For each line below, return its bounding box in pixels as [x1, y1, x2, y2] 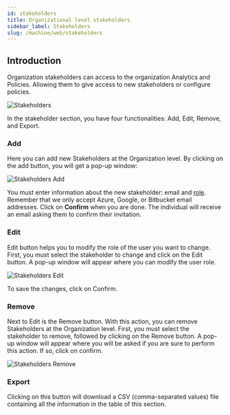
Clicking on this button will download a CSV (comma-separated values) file [7, 393, 220, 401]
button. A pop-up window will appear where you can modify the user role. [7, 257, 216, 266]
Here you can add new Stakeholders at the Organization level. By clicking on [7, 154, 224, 162]
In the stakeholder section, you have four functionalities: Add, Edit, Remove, [7, 114, 222, 123]
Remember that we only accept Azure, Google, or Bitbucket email [7, 195, 192, 204]
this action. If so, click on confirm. [7, 346, 103, 354]
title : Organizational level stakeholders [7, 17, 130, 23]
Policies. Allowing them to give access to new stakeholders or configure [7, 81, 211, 89]
